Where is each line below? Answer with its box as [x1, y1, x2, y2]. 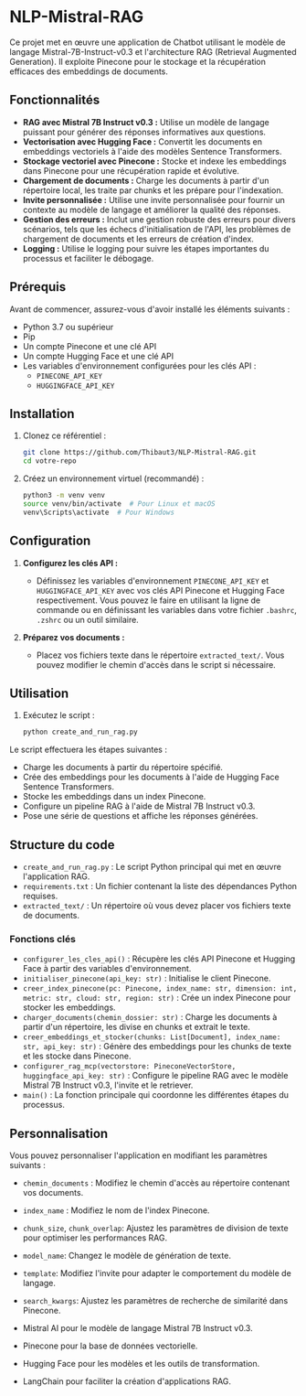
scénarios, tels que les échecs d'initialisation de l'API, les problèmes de [22, 223, 291, 234]
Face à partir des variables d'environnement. [22, 963, 192, 974]
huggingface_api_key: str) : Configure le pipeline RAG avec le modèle [22, 1070, 289, 1081]
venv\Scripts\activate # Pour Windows [22, 508, 175, 517]
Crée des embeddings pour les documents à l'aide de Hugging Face [22, 771, 280, 783]
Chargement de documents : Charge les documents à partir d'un [22, 175, 269, 186]
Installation [9, 405, 75, 422]
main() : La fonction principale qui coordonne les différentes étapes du [22, 1090, 290, 1101]
